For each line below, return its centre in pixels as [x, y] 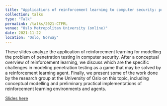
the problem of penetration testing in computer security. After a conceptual [82, 57]
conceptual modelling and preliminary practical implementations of [74, 83]
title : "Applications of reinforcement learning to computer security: [81, 10]
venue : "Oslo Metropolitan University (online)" [56, 28]
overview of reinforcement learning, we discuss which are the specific [77, 62]
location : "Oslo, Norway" [32, 38]
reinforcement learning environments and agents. [56, 89]
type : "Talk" [19, 19]
